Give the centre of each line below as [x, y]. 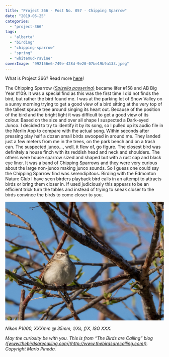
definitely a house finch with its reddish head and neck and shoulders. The [82, 152]
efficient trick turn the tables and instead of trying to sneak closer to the [80, 190]
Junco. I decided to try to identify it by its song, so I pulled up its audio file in [84, 126]
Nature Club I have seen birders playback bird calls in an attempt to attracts [83, 179]
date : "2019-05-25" [26, 16]
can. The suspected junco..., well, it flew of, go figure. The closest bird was [83, 147]
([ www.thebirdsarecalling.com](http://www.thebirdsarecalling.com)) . [77, 343]
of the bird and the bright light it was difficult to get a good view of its [77, 115]
